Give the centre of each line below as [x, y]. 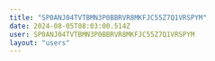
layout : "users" [40, 43]
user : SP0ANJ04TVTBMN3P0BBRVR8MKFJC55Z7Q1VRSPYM [102, 34]
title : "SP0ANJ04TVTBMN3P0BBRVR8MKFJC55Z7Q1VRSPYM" [108, 17]
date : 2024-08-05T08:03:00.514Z [70, 26]
